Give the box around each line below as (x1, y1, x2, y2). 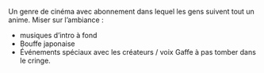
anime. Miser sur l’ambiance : (8, 15, 105, 25)
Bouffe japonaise (19, 39, 75, 48)
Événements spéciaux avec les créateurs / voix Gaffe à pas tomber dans (19, 48, 256, 56)
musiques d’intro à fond (19, 31, 98, 40)
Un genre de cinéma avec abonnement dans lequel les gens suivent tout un (8, 7, 255, 16)
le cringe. (19, 56, 52, 65)
